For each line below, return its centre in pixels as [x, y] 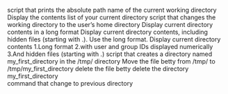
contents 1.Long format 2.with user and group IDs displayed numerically [110, 47]
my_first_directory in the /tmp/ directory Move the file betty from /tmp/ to [111, 61]
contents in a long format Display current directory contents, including [108, 32]
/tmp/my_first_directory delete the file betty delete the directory [98, 69]
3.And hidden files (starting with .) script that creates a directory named [110, 54]
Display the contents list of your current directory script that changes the [112, 17]
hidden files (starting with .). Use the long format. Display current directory [114, 39]
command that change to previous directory [70, 83]
